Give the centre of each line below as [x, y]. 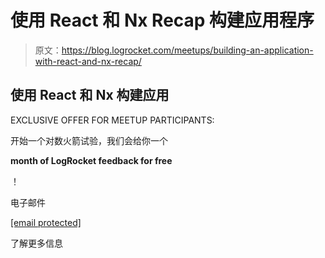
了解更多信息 [36, 243]
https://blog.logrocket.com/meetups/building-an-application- [187, 50]
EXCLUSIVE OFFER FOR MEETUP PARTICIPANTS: [112, 120]
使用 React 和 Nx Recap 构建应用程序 [162, 20]
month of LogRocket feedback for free [91, 160]
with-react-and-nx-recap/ [88, 61]
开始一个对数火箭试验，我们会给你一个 [89, 140]
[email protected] [46, 222]
